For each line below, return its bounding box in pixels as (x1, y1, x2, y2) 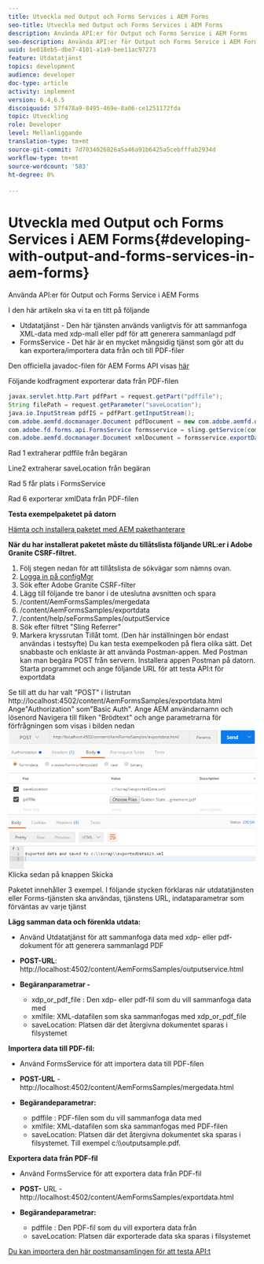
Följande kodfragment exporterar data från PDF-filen (8, 377, 179, 386)
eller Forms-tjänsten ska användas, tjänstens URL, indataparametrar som (8, 894, 244, 903)
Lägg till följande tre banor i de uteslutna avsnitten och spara (19, 589, 216, 598)
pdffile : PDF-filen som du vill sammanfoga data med (31, 1113, 202, 1123)
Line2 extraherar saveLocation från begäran (8, 463, 151, 473)
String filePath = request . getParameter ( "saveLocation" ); (8, 400, 202, 409)
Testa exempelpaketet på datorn (8, 509, 116, 519)
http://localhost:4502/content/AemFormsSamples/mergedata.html (19, 1083, 234, 1092)
